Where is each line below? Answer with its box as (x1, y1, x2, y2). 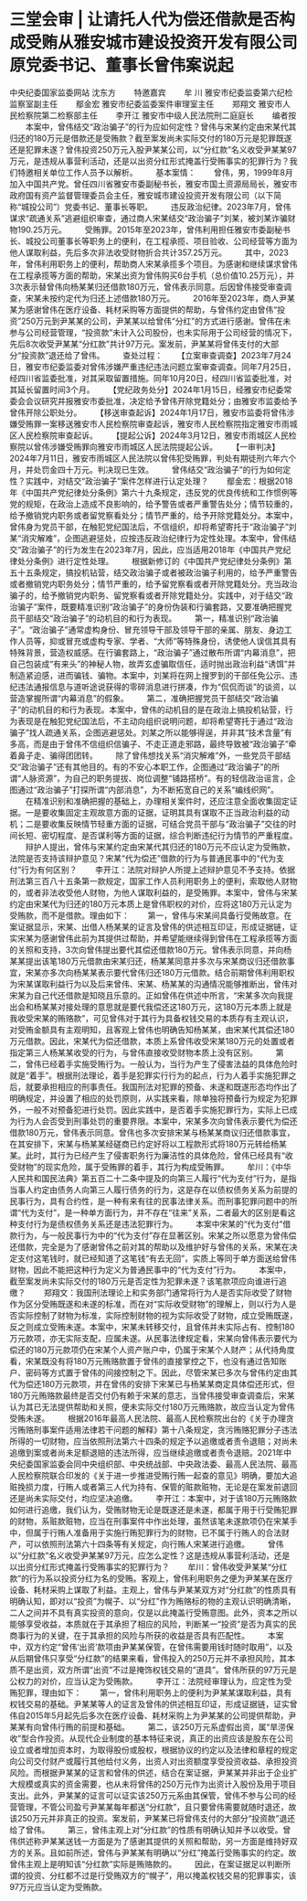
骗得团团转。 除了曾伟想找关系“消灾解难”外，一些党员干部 (48, 750, 283, 761)
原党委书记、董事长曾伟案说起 (9, 55, 235, 76)
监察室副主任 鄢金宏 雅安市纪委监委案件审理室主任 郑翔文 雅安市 (9, 98, 283, 109)
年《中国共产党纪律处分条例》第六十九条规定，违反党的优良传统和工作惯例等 (9, 486, 298, 497)
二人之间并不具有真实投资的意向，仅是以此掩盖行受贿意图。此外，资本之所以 (9, 1607, 298, 1618)
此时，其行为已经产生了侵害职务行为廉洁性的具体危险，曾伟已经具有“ (25, 1149, 286, 1160)
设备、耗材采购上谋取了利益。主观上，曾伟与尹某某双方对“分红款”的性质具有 (9, 1584, 297, 1595)
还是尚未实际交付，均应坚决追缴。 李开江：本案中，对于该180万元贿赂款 (9, 1492, 298, 1503)
